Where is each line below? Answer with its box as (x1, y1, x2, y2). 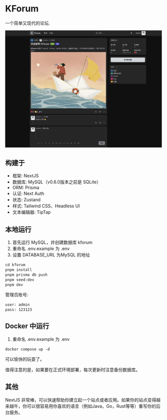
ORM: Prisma (12, 185, 40, 191)
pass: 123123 (5, 307, 32, 312)
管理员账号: (5, 292, 29, 298)
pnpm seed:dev (5, 278, 35, 282)
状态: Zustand (12, 197, 41, 203)
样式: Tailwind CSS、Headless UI (12, 203, 80, 209)
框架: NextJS (12, 173, 39, 179)
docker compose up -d (5, 347, 50, 352)
